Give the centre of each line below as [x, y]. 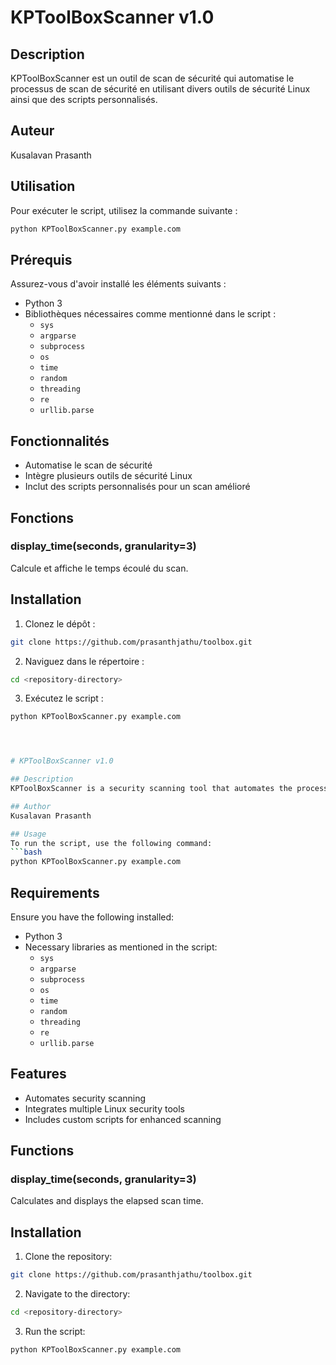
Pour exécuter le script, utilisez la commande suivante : [124, 210]
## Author [31, 806]
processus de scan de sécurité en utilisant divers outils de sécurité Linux [160, 89]
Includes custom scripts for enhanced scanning [123, 1119]
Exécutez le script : [64, 698]
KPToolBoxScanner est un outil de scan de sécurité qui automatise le [152, 78]
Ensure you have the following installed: [92, 917]
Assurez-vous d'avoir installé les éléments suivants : [118, 284]
